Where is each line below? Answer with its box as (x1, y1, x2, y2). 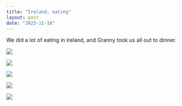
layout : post (6, 14, 39, 20)
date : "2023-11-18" (6, 20, 55, 26)
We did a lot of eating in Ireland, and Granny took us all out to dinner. (6, 37, 177, 44)
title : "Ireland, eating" (6, 8, 71, 15)
